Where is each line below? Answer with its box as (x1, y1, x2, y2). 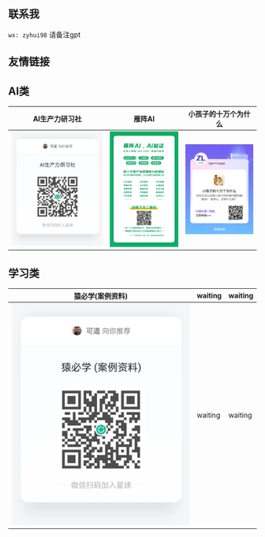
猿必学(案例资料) (73, 291, 129, 301)
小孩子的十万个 (188, 109, 237, 118)
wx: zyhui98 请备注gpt (8, 30, 81, 39)
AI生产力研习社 (32, 113, 82, 124)
